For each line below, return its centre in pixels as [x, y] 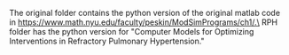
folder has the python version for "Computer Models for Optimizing [132, 31]
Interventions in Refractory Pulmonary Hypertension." [107, 41]
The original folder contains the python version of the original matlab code [145, 13]
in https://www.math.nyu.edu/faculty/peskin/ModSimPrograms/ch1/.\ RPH [143, 22]
